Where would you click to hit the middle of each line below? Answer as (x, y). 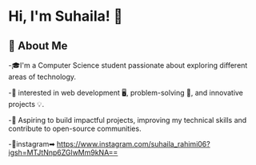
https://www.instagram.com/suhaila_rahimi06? (133, 144)
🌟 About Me (38, 46)
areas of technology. (42, 77)
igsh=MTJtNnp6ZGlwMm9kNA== (63, 152)
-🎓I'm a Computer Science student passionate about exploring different (128, 65)
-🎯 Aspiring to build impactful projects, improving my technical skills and (128, 120)
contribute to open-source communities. (75, 128)
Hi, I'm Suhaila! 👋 (66, 16)
